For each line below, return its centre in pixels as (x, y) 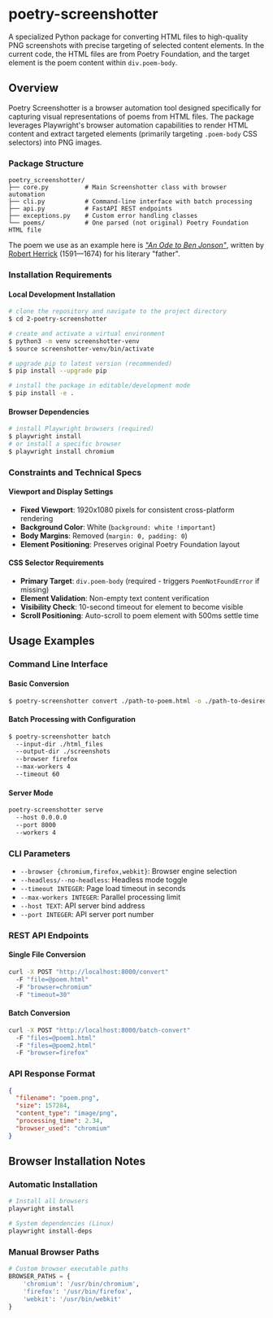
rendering (37, 518)
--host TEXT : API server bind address (82, 905)
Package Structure (46, 163)
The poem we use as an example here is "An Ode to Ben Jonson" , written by (136, 246)
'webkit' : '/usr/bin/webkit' (72, 1299)
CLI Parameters (39, 853)
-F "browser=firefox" (52, 1053)
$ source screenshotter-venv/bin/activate (81, 349)
